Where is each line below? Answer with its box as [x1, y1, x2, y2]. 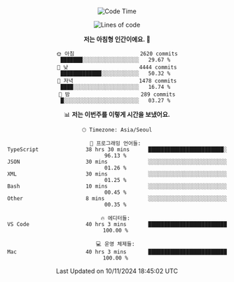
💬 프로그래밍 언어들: [90, 140, 142, 147]
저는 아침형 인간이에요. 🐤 [83, 35, 151, 43]
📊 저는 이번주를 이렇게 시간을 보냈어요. [63, 111, 171, 118]
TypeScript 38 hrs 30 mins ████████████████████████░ [7, 146, 227, 153]
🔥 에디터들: [100, 215, 130, 222]
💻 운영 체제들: [96, 241, 135, 248]
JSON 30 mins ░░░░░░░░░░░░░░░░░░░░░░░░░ [7, 158, 227, 165]
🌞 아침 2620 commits [56, 50, 178, 57]
